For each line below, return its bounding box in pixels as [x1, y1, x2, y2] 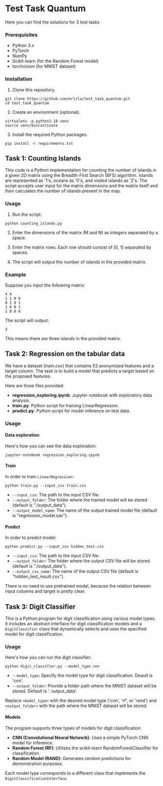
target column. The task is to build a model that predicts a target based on [5, 368, 155, 374]
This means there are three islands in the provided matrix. [5, 335, 121, 341]
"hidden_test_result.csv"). [12, 574, 65, 580]
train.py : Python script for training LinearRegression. [12, 402, 119, 408]
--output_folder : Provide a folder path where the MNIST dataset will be [12, 683, 157, 689]
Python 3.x [12, 43, 34, 49]
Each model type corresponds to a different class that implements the [5, 770, 146, 776]
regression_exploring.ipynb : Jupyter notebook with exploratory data [12, 392, 152, 398]
